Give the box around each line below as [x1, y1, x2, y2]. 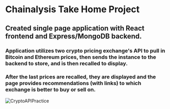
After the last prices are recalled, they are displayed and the [5, 73, 156, 80]
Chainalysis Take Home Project [5, 4, 140, 15]
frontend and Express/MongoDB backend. [5, 32, 142, 40]
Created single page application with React [5, 24, 145, 33]
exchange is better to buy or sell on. [5, 86, 96, 93]
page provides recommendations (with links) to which [5, 80, 141, 87]
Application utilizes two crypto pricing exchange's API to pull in [5, 47, 165, 54]
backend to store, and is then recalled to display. [5, 60, 128, 67]
